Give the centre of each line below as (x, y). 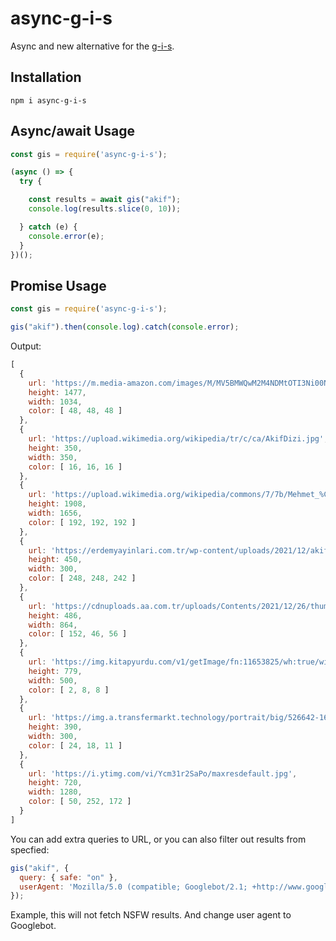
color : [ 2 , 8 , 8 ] (69, 690)
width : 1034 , (55, 402)
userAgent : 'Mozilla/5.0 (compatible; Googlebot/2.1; (133, 887)
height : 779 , (55, 671)
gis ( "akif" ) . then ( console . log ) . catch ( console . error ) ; (125, 327)
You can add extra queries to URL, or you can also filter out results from (158, 839)
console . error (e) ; (66, 236)
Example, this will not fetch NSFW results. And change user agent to (151, 915)
